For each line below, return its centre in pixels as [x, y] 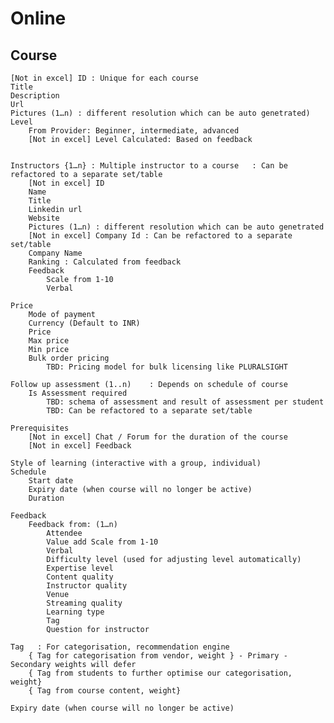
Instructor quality [87, 586]
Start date [51, 481]
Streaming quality [84, 603]
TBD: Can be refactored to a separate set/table [149, 411]
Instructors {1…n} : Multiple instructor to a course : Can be [149, 166]
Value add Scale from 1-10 [102, 542]
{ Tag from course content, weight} [105, 691]
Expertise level [80, 568]
